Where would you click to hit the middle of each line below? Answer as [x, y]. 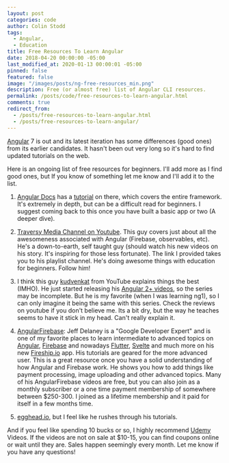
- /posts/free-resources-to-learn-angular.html [82, 115]
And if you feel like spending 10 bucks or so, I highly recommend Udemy [109, 430]
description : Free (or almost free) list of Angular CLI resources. [107, 90]
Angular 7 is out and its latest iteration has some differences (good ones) [109, 141]
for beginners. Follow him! [54, 268]
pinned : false [27, 70]
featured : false [30, 77]
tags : [15, 32]
